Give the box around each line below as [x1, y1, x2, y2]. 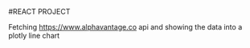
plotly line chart [8, 31, 60, 40]
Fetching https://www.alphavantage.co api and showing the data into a [8, 22, 243, 31]
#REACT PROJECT [8, 7, 71, 16]
